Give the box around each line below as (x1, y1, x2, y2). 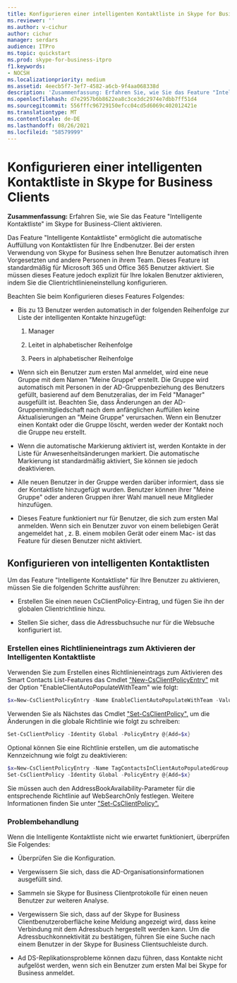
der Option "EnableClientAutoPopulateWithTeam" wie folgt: (7, 683, 178, 692)
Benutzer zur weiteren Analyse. (17, 896, 109, 905)
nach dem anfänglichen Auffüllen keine (85, 405, 200, 414)
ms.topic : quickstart (7, 50, 71, 57)
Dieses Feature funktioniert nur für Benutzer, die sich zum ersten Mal (17, 514, 219, 523)
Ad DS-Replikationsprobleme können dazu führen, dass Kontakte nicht (17, 954, 224, 963)
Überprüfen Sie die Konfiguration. (17, 854, 116, 862)
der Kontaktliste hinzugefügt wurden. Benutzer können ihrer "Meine (17, 485, 215, 494)
